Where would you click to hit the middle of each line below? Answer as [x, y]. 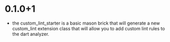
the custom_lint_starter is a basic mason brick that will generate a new [86, 23]
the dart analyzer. [31, 34]
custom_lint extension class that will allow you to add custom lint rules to [89, 28]
